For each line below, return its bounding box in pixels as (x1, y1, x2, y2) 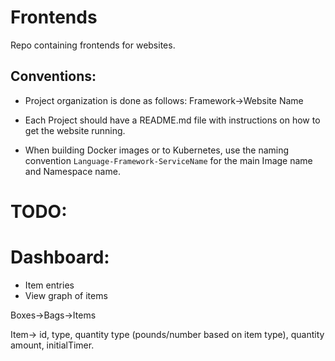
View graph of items (24, 289, 108, 301)
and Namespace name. (24, 165, 121, 177)
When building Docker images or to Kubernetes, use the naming (24, 144, 290, 156)
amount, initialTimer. (10, 339, 95, 351)
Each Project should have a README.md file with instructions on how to (24, 114, 321, 126)
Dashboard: (10, 246, 110, 269)
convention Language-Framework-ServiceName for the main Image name (24, 154, 313, 166)
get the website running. (24, 124, 126, 136)
